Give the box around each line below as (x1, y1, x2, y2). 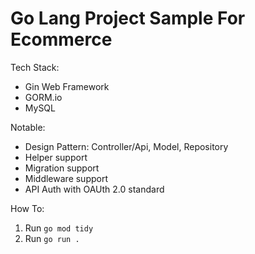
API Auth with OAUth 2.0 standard (24, 183, 165, 195)
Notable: (10, 121, 46, 133)
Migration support (24, 162, 100, 174)
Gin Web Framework (24, 80, 110, 92)
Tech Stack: (10, 61, 60, 73)
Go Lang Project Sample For (10, 7, 246, 30)
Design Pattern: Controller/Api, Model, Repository (24, 140, 229, 152)
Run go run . (24, 232, 80, 244)
